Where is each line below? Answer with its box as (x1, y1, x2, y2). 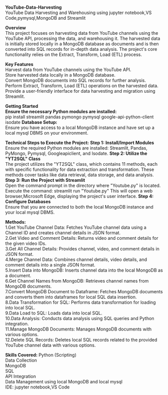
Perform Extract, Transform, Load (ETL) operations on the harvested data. (5, 83, 158, 89)
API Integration (5, 373, 36, 379)
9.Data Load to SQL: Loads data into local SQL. (5, 310, 103, 316)
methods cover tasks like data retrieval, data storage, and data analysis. (5, 172, 154, 178)
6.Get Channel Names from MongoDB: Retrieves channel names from (5, 278, 149, 284)
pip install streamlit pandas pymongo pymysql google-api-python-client (5, 114, 154, 120)
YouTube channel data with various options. (5, 342, 96, 348)
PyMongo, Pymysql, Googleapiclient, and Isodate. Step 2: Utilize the (5, 151, 147, 156)
